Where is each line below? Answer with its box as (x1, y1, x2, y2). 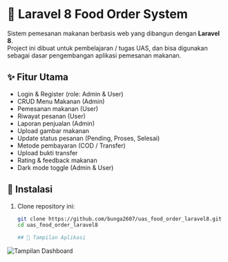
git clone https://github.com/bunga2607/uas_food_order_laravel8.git (17, 215, 222, 222)
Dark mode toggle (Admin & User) (17, 163, 114, 172)
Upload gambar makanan (17, 126, 90, 134)
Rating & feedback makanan (17, 156, 98, 164)
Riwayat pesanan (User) (17, 112, 86, 120)
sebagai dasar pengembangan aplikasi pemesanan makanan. (7, 51, 182, 60)
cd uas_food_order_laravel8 (17, 222, 98, 229)
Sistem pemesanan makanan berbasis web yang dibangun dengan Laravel (7, 29, 220, 37)
